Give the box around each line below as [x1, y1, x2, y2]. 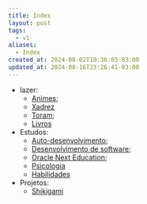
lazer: [19, 85, 39, 94]
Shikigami [31, 186, 64, 195]
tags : [8, 26, 26, 34]
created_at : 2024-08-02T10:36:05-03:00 [8, 56, 140, 64]
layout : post [8, 19, 51, 27]
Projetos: [19, 178, 49, 187]
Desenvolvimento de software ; [31, 144, 132, 153]
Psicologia [31, 160, 66, 171]
